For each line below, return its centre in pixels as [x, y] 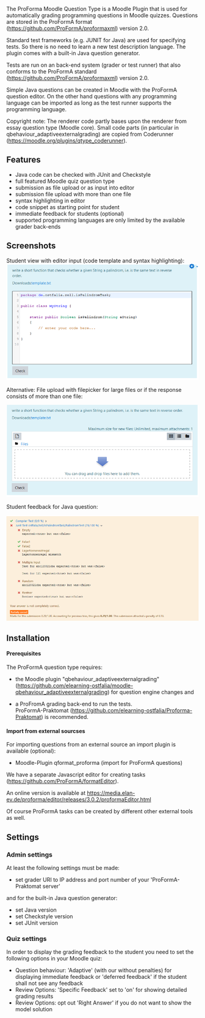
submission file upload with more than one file [73, 194]
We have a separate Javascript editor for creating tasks [76, 775]
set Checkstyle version [44, 916]
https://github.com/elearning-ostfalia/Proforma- [132, 710]
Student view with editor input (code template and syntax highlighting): [95, 260]
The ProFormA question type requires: [54, 667]
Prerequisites [24, 654]
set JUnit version [36, 923]
